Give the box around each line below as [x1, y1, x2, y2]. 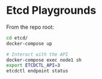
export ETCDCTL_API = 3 [6, 62, 61, 69]
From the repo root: [6, 23, 54, 31]
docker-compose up [6, 40, 52, 47]
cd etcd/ [6, 35, 28, 41]
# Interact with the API [6, 51, 68, 57]
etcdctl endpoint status [6, 68, 68, 74]
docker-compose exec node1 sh [6, 57, 82, 63]
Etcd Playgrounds [6, 4, 97, 17]
